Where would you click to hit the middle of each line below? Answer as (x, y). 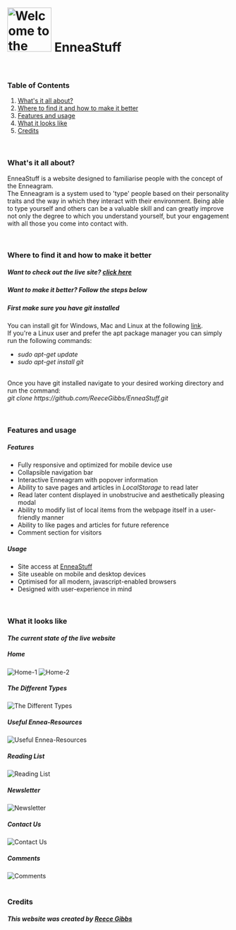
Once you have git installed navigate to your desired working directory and (116, 383)
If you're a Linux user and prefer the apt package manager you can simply (115, 333)
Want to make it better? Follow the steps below (77, 290)
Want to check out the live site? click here (70, 272)
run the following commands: (50, 341)
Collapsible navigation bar (55, 472)
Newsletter (24, 790)
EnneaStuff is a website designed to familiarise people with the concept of (115, 178)
